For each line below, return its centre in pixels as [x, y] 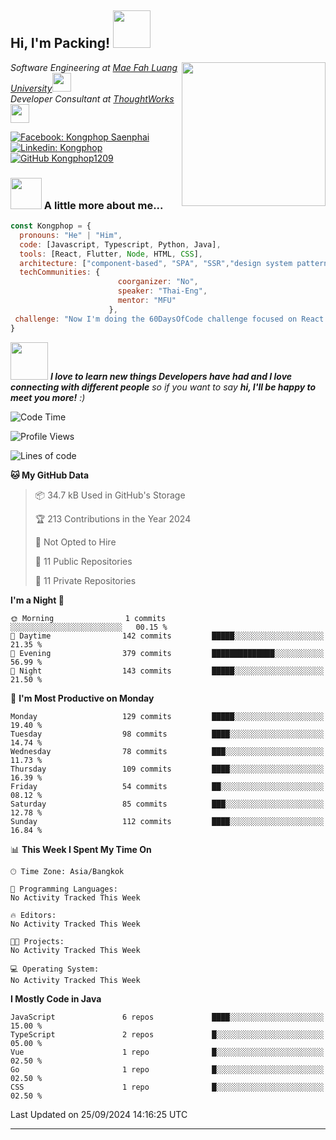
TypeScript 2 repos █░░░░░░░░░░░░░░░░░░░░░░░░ [167, 1034]
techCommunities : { [60, 272]
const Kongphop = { [51, 226]
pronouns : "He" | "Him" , [71, 235]
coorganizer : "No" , [158, 282]
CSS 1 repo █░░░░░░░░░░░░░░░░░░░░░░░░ [167, 1087]
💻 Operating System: [55, 969]
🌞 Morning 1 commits [88, 618]
